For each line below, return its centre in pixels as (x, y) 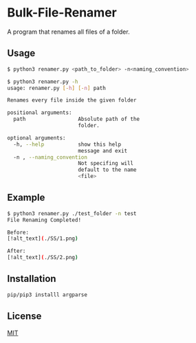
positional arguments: (40, 113)
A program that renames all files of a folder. (68, 32)
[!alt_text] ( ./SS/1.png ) (43, 239)
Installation (32, 279)
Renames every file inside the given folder (72, 100)
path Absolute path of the (76, 119)
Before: (18, 232)
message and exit (103, 151)
